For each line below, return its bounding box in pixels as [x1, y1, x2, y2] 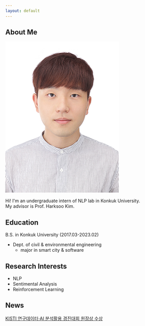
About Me [5, 28, 37, 37]
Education [5, 218, 39, 227]
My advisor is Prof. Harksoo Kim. [5, 203, 75, 209]
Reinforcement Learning [12, 287, 64, 293]
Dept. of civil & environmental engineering [12, 242, 102, 248]
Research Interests [5, 262, 67, 271]
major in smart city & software [20, 247, 84, 253]
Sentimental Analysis [12, 281, 57, 287]
